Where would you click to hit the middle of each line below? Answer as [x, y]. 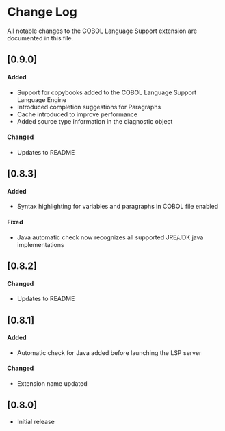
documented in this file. [40, 38]
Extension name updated [52, 383]
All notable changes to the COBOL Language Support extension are [102, 31]
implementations [40, 244]
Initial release [36, 421]
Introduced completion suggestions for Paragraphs [89, 107]
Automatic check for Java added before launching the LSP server [109, 352]
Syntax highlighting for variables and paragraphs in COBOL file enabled [118, 207]
